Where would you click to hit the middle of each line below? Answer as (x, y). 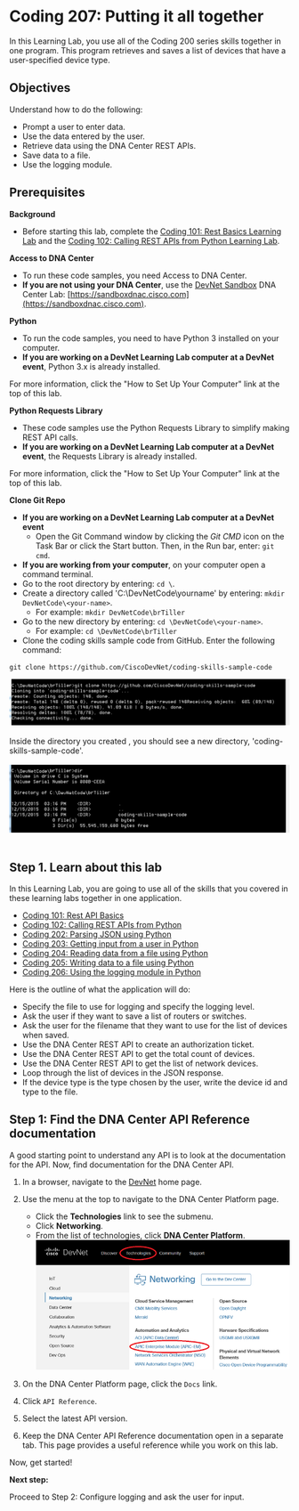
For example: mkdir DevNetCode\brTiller (110, 612)
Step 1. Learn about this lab (86, 867)
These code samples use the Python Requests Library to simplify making (156, 427)
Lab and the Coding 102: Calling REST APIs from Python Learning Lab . (151, 240)
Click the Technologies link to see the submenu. (124, 1216)
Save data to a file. (56, 155)
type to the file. (50, 1092)
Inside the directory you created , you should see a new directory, (130, 742)
